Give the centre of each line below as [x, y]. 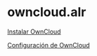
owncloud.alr [47, 12]
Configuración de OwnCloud [48, 45]
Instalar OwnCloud [34, 31]
